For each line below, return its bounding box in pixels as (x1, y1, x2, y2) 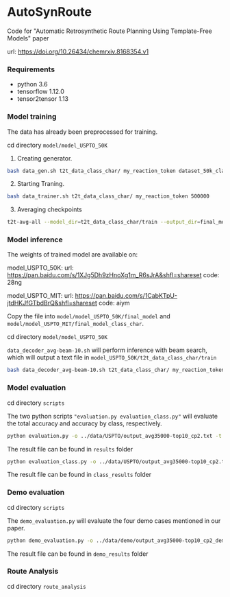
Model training (7, 112, 57, 121)
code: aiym (99, 299, 130, 307)
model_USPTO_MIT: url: (7, 292, 74, 300)
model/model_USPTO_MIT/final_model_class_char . (7, 320, 144, 328)
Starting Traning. (16, 180, 65, 188)
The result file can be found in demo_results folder (7, 550, 149, 558)
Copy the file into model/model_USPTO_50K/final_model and (7, 312, 171, 320)
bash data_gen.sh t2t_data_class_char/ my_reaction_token (7, 167, 176, 174)
